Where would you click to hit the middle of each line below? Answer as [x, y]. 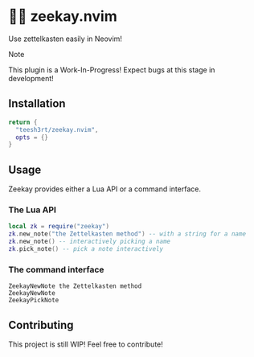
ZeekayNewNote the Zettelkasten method [75, 286]
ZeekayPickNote [34, 301]
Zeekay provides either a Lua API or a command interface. [104, 189]
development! [31, 78]
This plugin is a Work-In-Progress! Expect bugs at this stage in [112, 70]
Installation [37, 104]
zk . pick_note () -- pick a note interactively [86, 248]
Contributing [41, 325]
